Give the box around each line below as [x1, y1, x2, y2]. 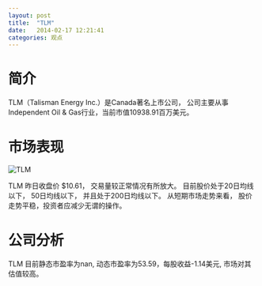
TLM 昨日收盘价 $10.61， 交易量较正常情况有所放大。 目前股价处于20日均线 [8, 181, 254, 190]
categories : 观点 [8, 33, 63, 42]
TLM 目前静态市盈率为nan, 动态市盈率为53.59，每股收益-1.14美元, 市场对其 [8, 259, 252, 269]
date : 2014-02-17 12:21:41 [8, 26, 104, 34]
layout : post [8, 11, 51, 20]
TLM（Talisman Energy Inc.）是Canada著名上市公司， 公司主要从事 [8, 98, 229, 107]
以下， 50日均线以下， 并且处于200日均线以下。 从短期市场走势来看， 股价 [8, 191, 253, 201]
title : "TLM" [8, 19, 55, 27]
